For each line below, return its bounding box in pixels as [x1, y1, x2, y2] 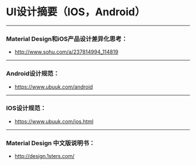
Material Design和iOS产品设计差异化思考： [6, 34, 128, 43]
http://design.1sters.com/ [14, 153, 75, 160]
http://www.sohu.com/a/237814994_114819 [14, 48, 118, 55]
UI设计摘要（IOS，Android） [6, 5, 146, 19]
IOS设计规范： [6, 104, 47, 113]
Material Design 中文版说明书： [6, 139, 95, 147]
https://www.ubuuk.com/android [14, 83, 93, 90]
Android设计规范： [6, 69, 60, 78]
